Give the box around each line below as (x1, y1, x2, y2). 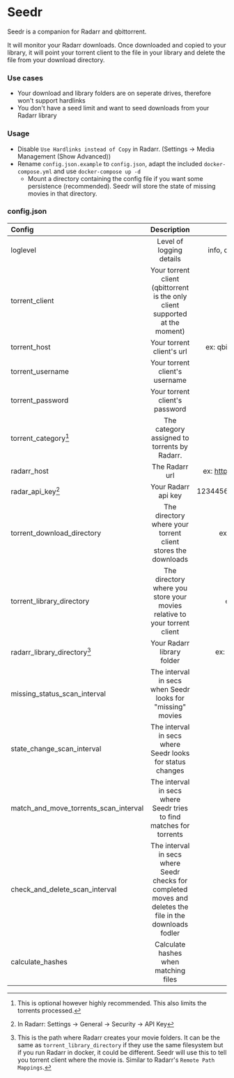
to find (159, 812, 181, 822)
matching (155, 966, 186, 975)
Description (150, 224, 190, 234)
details (159, 254, 181, 263)
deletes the (152, 902, 189, 912)
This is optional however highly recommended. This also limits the (17, 998, 207, 1007)
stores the (153, 546, 187, 555)
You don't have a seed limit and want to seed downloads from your (17, 104, 210, 112)
